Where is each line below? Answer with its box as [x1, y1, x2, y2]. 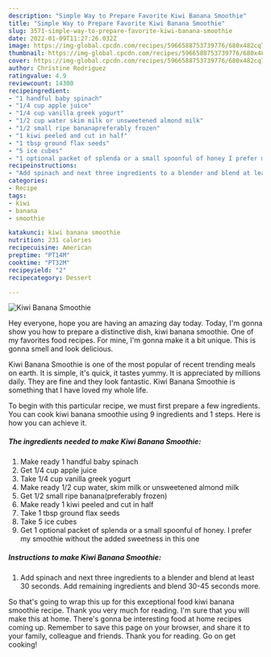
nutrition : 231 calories [8, 236, 92, 244]
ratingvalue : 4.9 [8, 72, 67, 80]
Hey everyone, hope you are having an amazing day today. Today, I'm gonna [8, 318, 263, 328]
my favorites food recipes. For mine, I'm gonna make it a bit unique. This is [8, 335, 256, 345]
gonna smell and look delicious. [8, 344, 114, 354]
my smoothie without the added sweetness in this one [19, 534, 200, 544]
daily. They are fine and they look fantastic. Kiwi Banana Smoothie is [8, 376, 236, 387]
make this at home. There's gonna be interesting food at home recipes [8, 614, 242, 624]
